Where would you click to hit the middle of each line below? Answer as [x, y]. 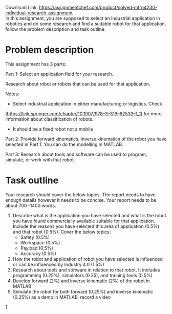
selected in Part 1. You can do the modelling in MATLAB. [64, 144]
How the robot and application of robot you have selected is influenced [88, 259]
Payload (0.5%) [37, 248]
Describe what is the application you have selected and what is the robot [89, 215]
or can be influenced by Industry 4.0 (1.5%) [58, 264]
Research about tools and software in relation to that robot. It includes [86, 270]
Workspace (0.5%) [40, 242]
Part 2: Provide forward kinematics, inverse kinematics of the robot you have [86, 139]
